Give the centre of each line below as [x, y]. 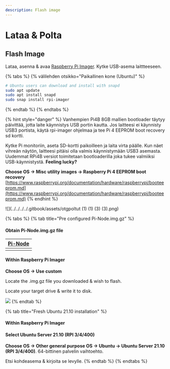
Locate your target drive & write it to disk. [49, 291]
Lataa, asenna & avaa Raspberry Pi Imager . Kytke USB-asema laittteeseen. [83, 66]
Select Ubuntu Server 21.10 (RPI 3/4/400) [50, 334]
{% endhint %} [43, 199]
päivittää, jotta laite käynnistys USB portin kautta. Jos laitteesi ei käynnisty [83, 125]
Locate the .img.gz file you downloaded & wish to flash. [64, 281]
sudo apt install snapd [31, 95]
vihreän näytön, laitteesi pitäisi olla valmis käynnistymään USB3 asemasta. [83, 151]
